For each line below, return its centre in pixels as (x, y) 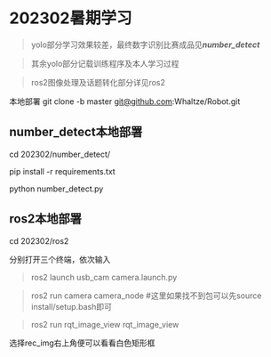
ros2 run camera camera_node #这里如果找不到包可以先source (146, 296)
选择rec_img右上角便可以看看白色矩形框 (82, 343)
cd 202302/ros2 (39, 240)
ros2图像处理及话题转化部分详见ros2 (98, 82)
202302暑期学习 (71, 18)
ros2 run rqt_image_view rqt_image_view (105, 324)
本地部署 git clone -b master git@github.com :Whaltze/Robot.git (125, 101)
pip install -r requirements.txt (62, 171)
